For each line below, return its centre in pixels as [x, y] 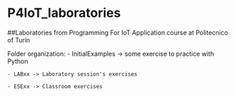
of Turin [19, 40]
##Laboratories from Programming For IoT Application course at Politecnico [118, 32]
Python [18, 61]
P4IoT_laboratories [64, 13]
